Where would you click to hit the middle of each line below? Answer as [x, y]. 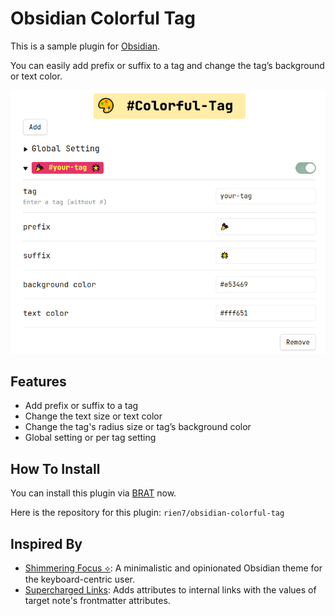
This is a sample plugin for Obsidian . [85, 46]
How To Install [55, 468]
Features [38, 381]
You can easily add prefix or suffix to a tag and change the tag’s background [167, 65]
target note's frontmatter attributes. [97, 601]
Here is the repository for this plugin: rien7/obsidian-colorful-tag [147, 513]
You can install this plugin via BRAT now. [93, 493]
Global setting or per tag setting [90, 438]
